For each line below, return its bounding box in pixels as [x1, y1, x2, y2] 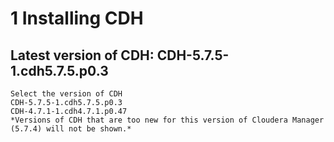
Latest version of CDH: [10, 47, 155, 64]
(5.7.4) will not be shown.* [10, 124, 132, 134]
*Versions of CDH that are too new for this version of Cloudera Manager [10, 115, 325, 125]
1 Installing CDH [10, 7, 144, 30]
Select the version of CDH [10, 89, 123, 99]
